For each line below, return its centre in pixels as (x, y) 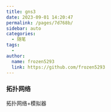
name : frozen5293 (33, 61)
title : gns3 (21, 12)
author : (16, 56)
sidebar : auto (24, 28)
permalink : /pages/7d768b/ (40, 23)
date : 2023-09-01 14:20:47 (40, 17)
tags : (13, 45)
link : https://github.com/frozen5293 (58, 67)
